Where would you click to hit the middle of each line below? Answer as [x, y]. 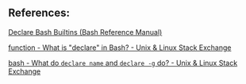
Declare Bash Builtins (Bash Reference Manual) [85, 32]
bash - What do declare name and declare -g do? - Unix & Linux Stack [123, 63]
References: [39, 13]
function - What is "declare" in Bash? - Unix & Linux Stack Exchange [120, 48]
